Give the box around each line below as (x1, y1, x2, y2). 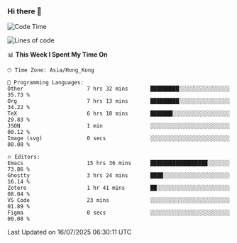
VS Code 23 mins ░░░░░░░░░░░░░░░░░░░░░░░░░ (7, 197, 231, 204)
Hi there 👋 (7, 6, 43, 16)
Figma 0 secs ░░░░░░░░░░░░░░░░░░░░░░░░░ (7, 209, 231, 217)
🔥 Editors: (7, 154, 40, 161)
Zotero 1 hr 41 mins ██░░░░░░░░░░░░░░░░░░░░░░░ (7, 184, 231, 192)
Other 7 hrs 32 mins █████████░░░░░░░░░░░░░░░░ (7, 85, 231, 93)
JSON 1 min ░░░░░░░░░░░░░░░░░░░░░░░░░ (7, 123, 231, 130)
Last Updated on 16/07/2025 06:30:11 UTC (7, 228, 132, 237)
